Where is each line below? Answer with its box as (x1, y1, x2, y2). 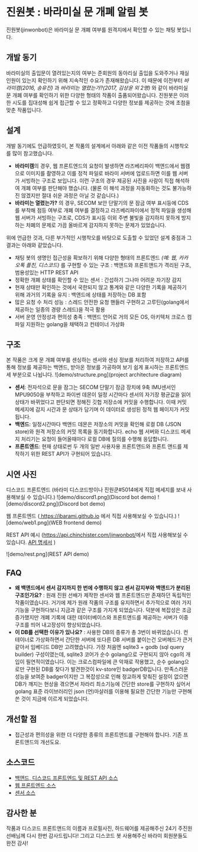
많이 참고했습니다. (12, 149, 54, 157)
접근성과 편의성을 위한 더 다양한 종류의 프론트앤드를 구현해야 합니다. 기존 (14, 731, 182, 738)
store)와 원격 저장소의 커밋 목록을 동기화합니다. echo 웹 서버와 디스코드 (14, 428, 180, 435)
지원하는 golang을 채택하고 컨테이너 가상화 (25, 320, 125, 327)
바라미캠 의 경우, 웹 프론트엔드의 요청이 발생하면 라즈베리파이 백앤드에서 (14, 162, 179, 169)
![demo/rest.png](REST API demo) (6, 551, 90, 558)
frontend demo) (63, 519, 102, 526)
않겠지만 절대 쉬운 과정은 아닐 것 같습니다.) (21, 192, 119, 199)
